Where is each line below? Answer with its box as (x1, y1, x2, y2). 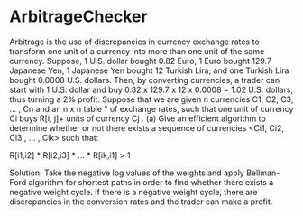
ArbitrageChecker (9, 6, 148, 27)
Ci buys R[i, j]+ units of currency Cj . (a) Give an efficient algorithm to (9, 113, 266, 124)
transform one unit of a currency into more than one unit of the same (9, 45, 265, 56)
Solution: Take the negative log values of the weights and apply (9, 167, 245, 178)
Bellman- (246, 167, 280, 178)
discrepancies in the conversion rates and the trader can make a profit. (9, 196, 273, 207)
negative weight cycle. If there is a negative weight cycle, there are (9, 186, 258, 197)
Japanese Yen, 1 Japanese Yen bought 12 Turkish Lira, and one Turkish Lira (9, 65, 289, 76)
